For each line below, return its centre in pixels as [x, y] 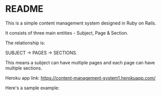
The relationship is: [25, 43]
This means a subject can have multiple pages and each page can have [80, 62]
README [24, 9]
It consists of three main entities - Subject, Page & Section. [67, 33]
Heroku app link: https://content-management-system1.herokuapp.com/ [80, 78]
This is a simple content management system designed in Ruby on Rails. [81, 23]
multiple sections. [24, 68]
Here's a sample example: [33, 88]
